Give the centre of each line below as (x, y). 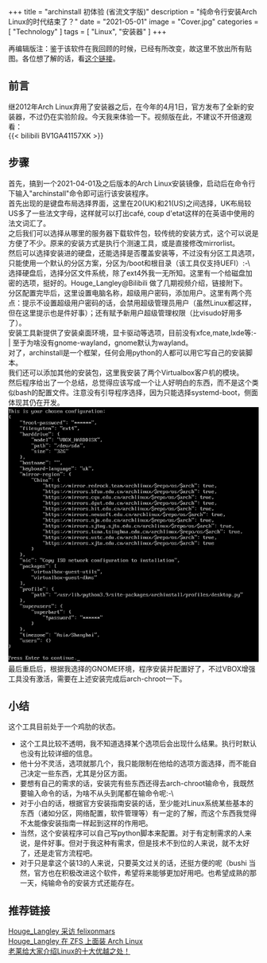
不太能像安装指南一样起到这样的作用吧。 (86, 824)
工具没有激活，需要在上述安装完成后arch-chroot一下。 (97, 679)
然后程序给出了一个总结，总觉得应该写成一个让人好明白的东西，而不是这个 (130, 382)
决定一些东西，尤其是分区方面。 (79, 773)
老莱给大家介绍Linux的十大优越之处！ (70, 951)
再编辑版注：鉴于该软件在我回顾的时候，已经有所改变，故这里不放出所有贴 (130, 49)
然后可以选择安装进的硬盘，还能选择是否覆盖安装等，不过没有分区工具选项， (133, 252)
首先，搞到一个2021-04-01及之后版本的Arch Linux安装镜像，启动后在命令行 (132, 183)
